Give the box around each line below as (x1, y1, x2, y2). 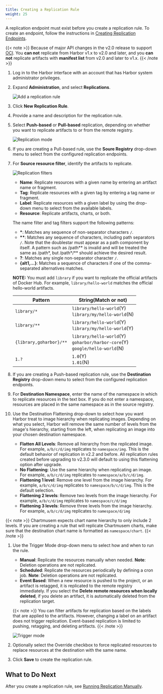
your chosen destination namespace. (12, 431, 87, 437)
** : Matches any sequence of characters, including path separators (19, 234, 155, 240)
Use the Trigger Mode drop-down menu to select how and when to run (12, 542, 154, 548)
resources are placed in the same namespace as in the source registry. (12, 401, 154, 407)
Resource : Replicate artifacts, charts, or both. (19, 210, 111, 216)
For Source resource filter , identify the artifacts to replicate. (12, 160, 133, 166)
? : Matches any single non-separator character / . (19, 255, 118, 260)
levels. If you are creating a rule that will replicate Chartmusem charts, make (5, 522, 157, 528)
